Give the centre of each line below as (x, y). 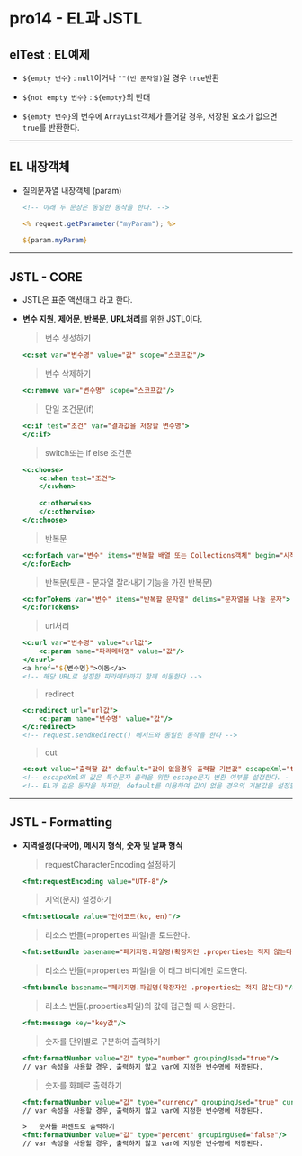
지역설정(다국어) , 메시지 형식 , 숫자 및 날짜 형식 (102, 845)
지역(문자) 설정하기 (78, 900)
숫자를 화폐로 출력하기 (84, 1085)
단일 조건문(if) (69, 409)
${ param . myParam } (55, 241)
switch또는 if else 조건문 (89, 452)
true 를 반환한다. (51, 127)
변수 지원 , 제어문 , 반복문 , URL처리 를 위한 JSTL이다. (112, 319)
